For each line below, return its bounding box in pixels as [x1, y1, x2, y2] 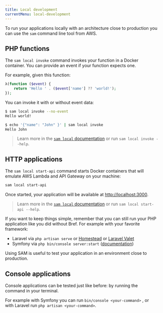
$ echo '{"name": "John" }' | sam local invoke [5, 122, 104, 127]
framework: [5, 226, 28, 232]
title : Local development [5, 7, 57, 12]
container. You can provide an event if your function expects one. [5, 63, 136, 68]
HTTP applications [5, 155, 63, 163]
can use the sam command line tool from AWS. [5, 30, 97, 36]
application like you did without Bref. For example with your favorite [5, 221, 140, 227]
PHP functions [5, 45, 50, 53]
